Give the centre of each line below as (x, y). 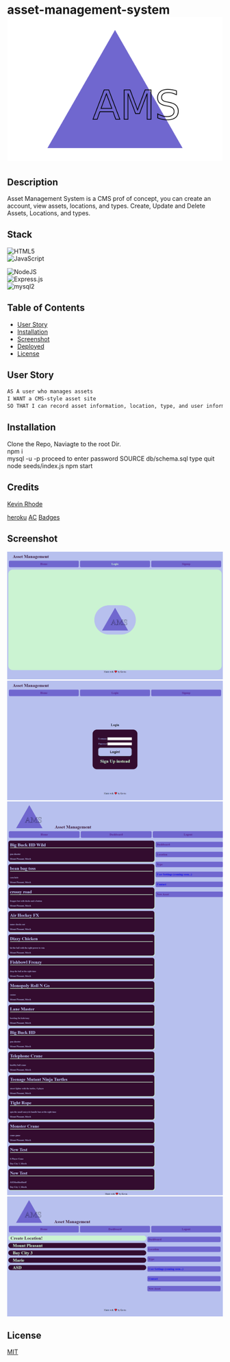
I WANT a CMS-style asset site (52, 399)
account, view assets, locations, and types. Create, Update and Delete (106, 206)
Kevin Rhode (25, 504)
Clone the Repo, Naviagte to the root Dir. (64, 443)
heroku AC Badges (34, 517)
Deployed (30, 346)
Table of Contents (46, 308)
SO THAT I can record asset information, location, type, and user (105, 406)
